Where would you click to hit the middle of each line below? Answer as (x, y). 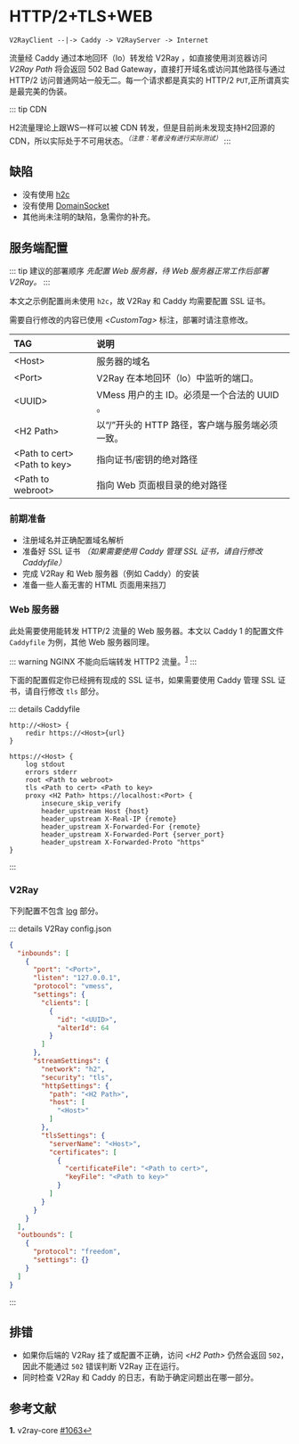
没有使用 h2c (46, 194)
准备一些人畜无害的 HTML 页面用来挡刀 (94, 584)
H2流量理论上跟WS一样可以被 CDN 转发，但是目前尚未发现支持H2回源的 (142, 128)
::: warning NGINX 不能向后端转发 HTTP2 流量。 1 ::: (103, 660)
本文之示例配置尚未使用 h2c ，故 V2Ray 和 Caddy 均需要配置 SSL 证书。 (140, 301)
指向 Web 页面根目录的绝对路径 (162, 485)
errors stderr (51, 772)
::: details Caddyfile (44, 709)
